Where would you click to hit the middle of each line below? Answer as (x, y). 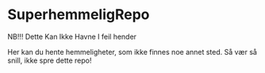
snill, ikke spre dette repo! (50, 60)
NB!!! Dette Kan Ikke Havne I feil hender (72, 36)
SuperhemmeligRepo (79, 15)
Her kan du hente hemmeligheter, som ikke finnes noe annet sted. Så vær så (132, 52)
